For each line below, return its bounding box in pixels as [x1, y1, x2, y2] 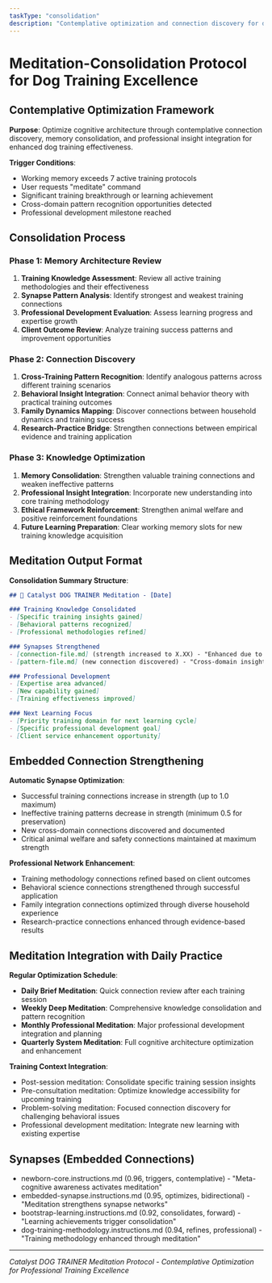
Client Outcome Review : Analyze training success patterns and [20, 325, 233, 335]
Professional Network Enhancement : [9, 858, 136, 868]
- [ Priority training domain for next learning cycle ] [9, 716, 198, 725]
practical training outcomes [20, 397, 112, 408]
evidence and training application [20, 432, 132, 442]
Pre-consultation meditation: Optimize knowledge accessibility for [20, 1086, 241, 1096]
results [20, 925, 44, 935]
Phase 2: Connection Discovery [9, 354, 136, 365]
